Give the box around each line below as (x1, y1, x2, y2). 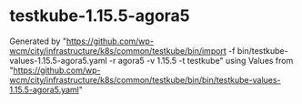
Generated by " (9, 36, 66, 47)
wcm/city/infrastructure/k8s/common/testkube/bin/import (9, 45, 227, 56)
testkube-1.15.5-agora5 (9, 5, 191, 26)
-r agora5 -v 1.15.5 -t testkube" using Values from (108, 55, 294, 66)
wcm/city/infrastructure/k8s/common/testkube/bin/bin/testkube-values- (9, 74, 281, 85)
